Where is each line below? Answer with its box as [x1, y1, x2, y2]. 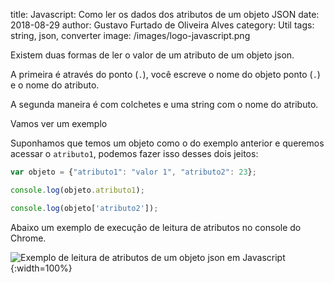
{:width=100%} [10, 262, 73, 274]
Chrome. [10, 232, 47, 244]
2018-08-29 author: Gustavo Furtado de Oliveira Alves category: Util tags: [10, 19, 315, 31]
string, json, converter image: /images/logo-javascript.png [10, 30, 251, 41]
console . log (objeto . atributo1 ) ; [10, 185, 145, 195]
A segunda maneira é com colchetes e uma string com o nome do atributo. [10, 99, 319, 110]
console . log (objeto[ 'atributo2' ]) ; [10, 203, 159, 213]
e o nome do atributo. [10, 79, 100, 91]
